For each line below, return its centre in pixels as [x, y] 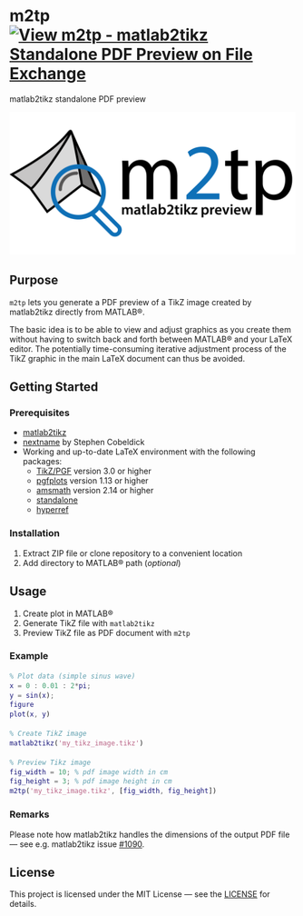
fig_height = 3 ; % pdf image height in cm [91, 782]
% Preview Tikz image [50, 762]
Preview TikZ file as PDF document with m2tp [106, 632]
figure [22, 705]
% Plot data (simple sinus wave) [73, 676]
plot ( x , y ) [30, 714]
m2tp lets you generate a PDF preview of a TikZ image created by [131, 302]
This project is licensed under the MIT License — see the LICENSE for [140, 894]
